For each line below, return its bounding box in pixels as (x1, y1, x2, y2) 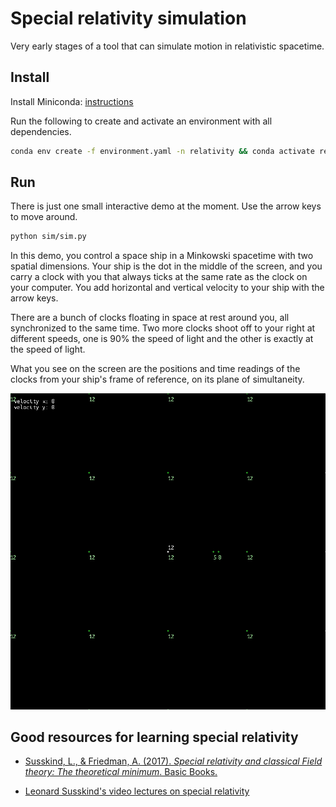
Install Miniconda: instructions (10, 95, 134, 107)
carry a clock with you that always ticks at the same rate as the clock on (10, 271, 308, 283)
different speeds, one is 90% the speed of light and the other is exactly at (10, 333, 314, 345)
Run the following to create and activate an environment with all (10, 115, 273, 127)
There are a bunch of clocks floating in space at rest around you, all (10, 312, 290, 324)
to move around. (10, 211, 78, 223)
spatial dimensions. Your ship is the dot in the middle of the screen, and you (10, 260, 323, 272)
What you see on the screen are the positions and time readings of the (10, 363, 301, 375)
